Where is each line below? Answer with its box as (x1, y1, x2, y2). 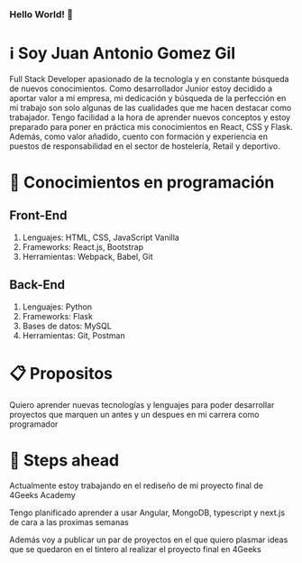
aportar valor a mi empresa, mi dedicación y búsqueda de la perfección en (9, 92, 287, 103)
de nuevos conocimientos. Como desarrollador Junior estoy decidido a (9, 83, 273, 94)
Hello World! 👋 (9, 8, 74, 21)
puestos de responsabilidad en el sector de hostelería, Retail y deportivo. (9, 140, 281, 152)
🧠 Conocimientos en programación (9, 172, 275, 193)
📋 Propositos (9, 363, 114, 383)
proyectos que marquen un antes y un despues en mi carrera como (9, 409, 260, 420)
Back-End (9, 277, 66, 292)
